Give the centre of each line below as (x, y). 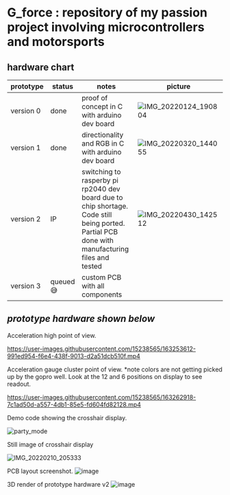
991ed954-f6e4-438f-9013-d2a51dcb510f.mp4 (74, 356)
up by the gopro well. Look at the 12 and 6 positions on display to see (105, 376)
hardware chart (41, 67)
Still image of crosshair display (50, 444)
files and (95, 257)
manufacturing (105, 249)
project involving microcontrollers (106, 27)
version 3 (26, 286)
